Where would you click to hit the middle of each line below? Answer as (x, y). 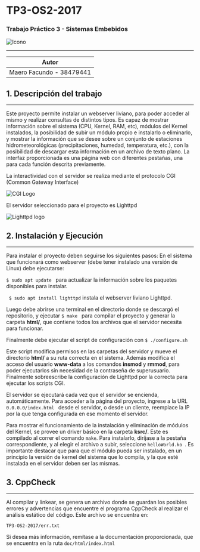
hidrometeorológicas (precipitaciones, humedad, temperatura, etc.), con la (98, 145)
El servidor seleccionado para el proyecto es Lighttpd (72, 205)
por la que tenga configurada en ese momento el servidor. (77, 414)
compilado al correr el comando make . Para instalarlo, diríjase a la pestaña (96, 438)
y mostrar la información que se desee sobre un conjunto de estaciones (94, 139)
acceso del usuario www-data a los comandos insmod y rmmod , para (93, 364)
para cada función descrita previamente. (56, 164)
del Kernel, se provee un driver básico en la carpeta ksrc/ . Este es (87, 432)
